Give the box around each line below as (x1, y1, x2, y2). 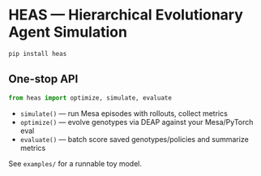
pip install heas (8, 49, 67, 58)
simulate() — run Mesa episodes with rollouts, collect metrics (19, 108, 229, 118)
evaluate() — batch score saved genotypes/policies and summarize (19, 134, 249, 144)
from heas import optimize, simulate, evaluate (8, 93, 173, 102)
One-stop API (8, 72, 79, 86)
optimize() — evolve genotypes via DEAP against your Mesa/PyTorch (19, 117, 254, 127)
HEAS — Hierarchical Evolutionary (8, 6, 243, 24)
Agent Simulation (8, 23, 128, 41)
